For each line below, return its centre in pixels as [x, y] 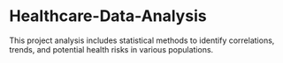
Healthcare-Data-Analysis [108, 16]
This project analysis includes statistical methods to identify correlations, [142, 40]
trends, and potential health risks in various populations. [111, 49]
